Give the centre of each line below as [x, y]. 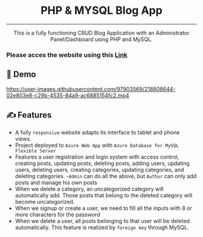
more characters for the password [57, 215]
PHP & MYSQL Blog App [101, 11]
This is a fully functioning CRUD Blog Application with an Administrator [101, 33]
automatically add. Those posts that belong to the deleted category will [104, 195]
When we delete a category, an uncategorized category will [89, 189]
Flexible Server [35, 151]
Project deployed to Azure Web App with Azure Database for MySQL [97, 145]
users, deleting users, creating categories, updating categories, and [99, 170]
